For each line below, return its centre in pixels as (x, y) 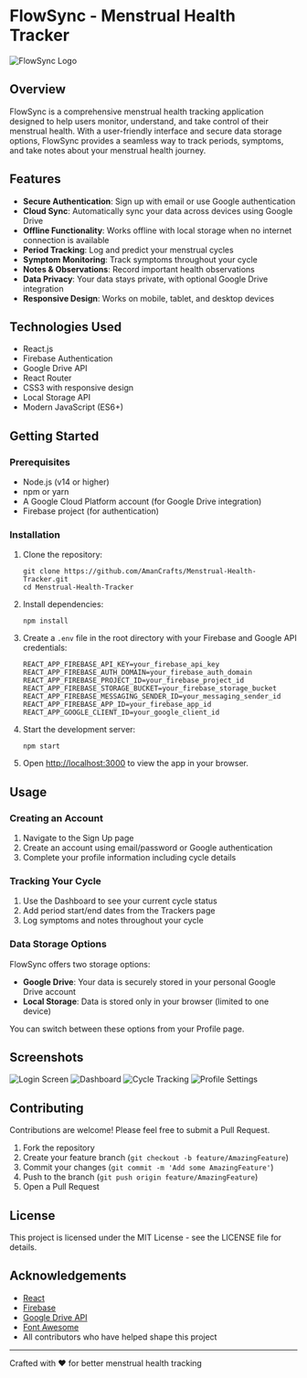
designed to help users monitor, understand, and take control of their (139, 121)
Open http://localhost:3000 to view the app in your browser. (136, 764)
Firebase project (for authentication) (91, 511)
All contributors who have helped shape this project (120, 1337)
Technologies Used (65, 327)
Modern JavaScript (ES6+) (73, 407)
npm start (42, 746)
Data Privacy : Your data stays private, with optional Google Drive (145, 279)
